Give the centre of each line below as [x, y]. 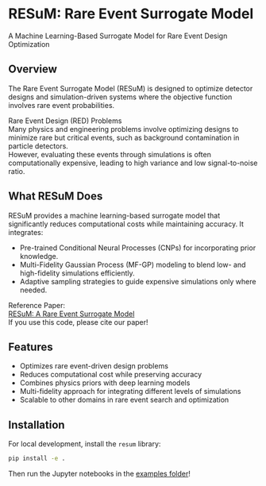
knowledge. [39, 256]
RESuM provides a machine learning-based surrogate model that [114, 215]
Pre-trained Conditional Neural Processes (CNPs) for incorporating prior [138, 248]
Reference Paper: [37, 305]
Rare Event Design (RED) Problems [65, 121]
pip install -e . [37, 459]
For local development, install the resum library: [85, 444]
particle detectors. [39, 146]
